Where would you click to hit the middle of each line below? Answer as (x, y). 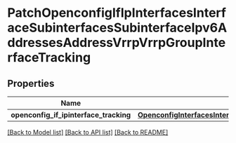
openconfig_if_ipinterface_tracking (71, 115)
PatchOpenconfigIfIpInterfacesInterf (117, 13)
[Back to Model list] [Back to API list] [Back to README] (88, 132)
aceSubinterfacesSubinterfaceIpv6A (117, 28)
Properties (31, 83)
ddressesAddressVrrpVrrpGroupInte (117, 43)
